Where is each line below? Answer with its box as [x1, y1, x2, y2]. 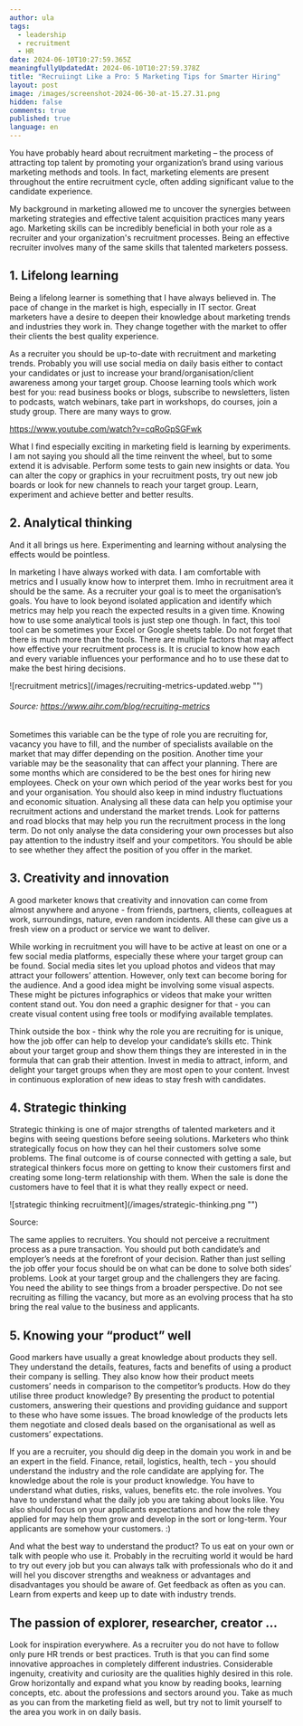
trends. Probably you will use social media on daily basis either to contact [9, 358, 283, 368]
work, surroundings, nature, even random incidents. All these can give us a [9, 913, 289, 924]
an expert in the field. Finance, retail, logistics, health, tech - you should [9, 1456, 277, 1467]
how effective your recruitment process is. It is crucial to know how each [9, 644, 280, 654]
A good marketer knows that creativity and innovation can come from [9, 894, 269, 905]
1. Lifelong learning [9, 268, 119, 283]
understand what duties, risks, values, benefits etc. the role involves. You [9, 1485, 282, 1496]
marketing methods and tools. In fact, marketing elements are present [9, 167, 270, 177]
